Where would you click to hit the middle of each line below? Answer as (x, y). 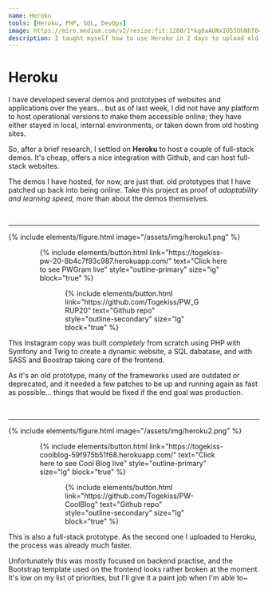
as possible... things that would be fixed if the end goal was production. (126, 393)
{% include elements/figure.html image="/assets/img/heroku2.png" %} (125, 431)
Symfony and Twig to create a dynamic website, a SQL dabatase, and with (130, 352)
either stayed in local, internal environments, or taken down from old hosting (134, 126)
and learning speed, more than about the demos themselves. (108, 199)
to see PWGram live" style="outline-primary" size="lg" (130, 269)
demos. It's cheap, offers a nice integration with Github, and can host (122, 157)
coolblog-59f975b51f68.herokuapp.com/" (108, 455)
